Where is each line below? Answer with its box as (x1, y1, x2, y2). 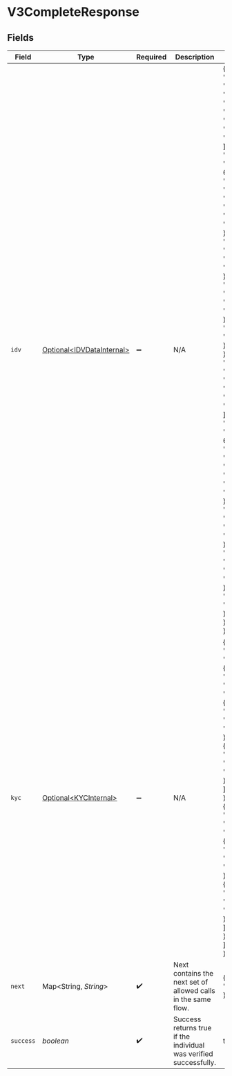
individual (173, 1041, 205, 1050)
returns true (173, 1023, 212, 1032)
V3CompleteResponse (7, 4, 140, 20)
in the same (173, 994, 211, 1004)
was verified (173, 1049, 213, 1059)
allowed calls (173, 986, 215, 995)
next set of (173, 977, 209, 987)
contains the (173, 969, 214, 978)
